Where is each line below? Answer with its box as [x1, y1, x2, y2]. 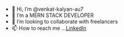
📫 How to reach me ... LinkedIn [11, 25, 87, 32]
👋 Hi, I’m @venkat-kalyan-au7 [11, 6, 84, 12]
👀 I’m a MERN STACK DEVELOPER [11, 12, 94, 19]
